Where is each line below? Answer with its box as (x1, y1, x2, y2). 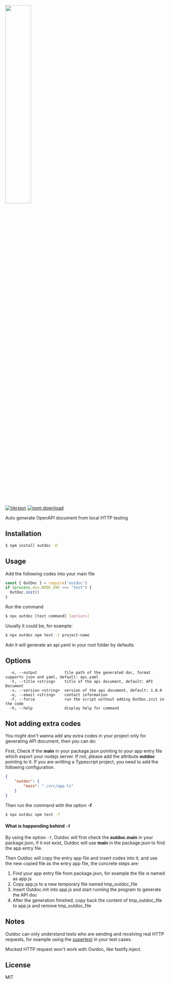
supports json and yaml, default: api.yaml (5, 674, 99, 680)
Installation (5, 530, 42, 538)
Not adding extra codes (5, 719, 81, 728)
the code (5, 701, 24, 706)
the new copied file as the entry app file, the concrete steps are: (5, 860, 140, 866)
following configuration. (5, 764, 55, 771)
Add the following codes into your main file (5, 570, 95, 576)
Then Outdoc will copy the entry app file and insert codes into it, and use (5, 855, 158, 861)
